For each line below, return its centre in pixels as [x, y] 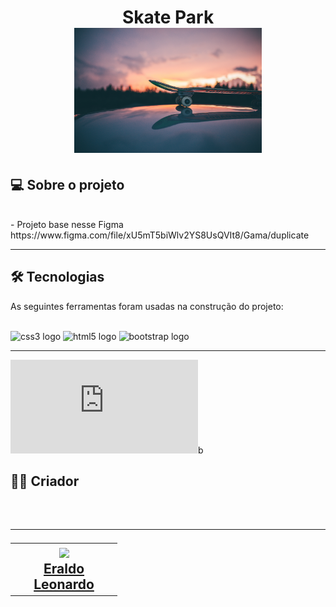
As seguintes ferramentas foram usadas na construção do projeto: [147, 306]
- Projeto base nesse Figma [67, 224]
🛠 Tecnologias [57, 277]
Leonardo [64, 584]
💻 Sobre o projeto [67, 184]
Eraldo [64, 568]
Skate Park [168, 17]
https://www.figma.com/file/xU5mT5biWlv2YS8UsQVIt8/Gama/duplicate [160, 235]
